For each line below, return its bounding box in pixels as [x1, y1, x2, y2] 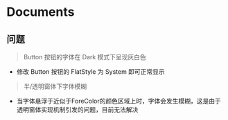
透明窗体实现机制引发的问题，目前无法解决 [16, 106, 139, 114]
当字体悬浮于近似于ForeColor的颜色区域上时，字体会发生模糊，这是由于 [16, 97, 221, 105]
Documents [6, 4, 75, 20]
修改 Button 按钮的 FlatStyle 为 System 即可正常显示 [16, 68, 166, 76]
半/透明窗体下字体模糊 [23, 82, 87, 90]
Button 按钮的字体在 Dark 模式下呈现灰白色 [23, 53, 146, 61]
